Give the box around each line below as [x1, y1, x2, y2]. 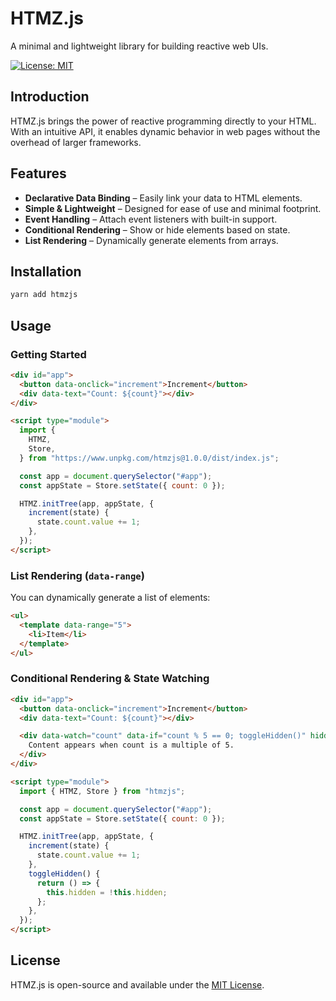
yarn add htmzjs [10, 290, 78, 300]
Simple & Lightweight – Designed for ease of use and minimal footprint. [24, 202, 322, 214]
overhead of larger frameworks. [10, 136, 142, 148]
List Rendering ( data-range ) [10, 568, 145, 582]
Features [10, 165, 67, 182]
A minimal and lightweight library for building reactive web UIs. [10, 40, 269, 52]
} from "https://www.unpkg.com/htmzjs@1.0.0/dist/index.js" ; [19, 453, 280, 463]
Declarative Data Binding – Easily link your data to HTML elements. [24, 192, 303, 204]
